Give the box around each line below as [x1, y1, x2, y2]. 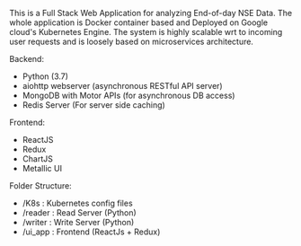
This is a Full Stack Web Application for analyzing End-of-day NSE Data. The [9, 8, 293, 18]
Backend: [9, 54, 45, 64]
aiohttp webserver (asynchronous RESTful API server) [22, 81, 223, 91]
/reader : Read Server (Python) [22, 207, 137, 218]
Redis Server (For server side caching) [22, 100, 166, 110]
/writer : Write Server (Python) [22, 217, 135, 227]
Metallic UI [22, 163, 63, 173]
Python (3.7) [22, 71, 69, 82]
